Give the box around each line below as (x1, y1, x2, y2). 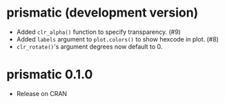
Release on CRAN (16, 89, 67, 97)
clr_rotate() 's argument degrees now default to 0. (16, 42, 163, 50)
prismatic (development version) (6, 5, 199, 21)
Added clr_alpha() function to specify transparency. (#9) (16, 28, 181, 36)
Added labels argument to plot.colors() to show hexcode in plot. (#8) (16, 35, 219, 43)
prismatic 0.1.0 (6, 67, 93, 82)
